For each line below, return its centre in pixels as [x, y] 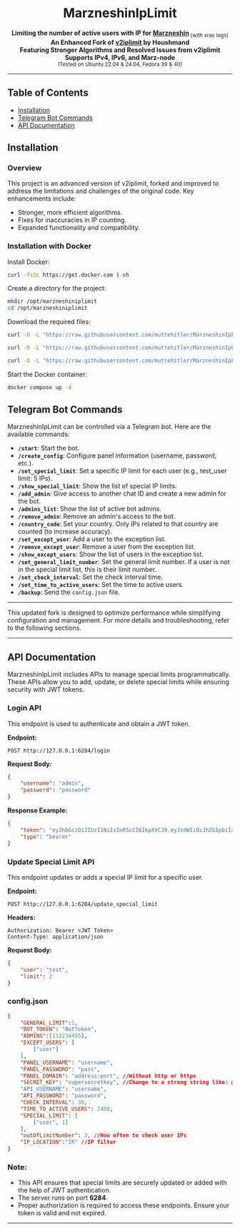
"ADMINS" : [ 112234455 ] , [54, 1036]
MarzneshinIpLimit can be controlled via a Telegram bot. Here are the [109, 427]
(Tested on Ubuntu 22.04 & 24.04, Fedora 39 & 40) [120, 64]
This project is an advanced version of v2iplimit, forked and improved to [113, 184]
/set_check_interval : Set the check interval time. [90, 577]
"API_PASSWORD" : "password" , [64, 1096]
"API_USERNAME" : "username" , [64, 1089]
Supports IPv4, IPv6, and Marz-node [120, 57]
